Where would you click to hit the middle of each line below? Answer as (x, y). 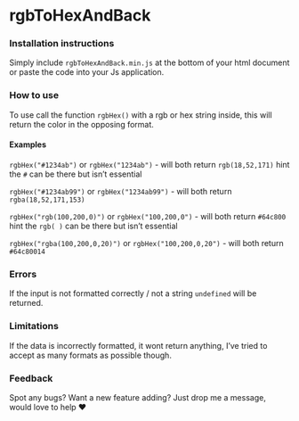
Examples (28, 144)
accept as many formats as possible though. (90, 355)
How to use (34, 95)
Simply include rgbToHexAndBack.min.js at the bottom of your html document (149, 62)
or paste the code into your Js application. (87, 72)
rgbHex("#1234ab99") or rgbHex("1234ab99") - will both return (121, 191)
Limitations (34, 326)
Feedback (31, 378)
